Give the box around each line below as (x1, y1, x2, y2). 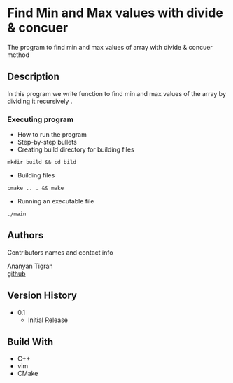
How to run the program (17, 130, 87, 139)
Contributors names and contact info (7, 248, 113, 257)
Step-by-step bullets (17, 138, 77, 147)
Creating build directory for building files (17, 145, 134, 154)
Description (7, 71, 59, 83)
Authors (7, 229, 44, 241)
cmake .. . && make (7, 184, 64, 192)
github (7, 269, 26, 278)
